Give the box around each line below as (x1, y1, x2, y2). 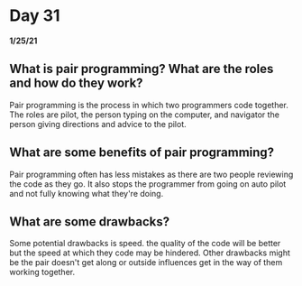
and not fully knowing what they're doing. (9, 188, 164, 198)
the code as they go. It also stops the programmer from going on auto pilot (9, 178, 287, 189)
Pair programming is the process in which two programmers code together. (9, 99, 288, 110)
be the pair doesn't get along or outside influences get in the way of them (9, 257, 283, 268)
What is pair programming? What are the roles (9, 61, 274, 77)
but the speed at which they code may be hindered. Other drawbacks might (9, 247, 291, 258)
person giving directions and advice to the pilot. (9, 118, 187, 129)
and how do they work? (9, 76, 143, 91)
